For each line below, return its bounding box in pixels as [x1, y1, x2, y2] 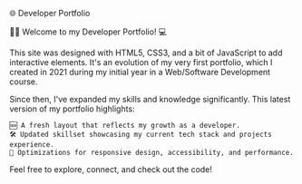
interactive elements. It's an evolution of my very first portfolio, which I [9, 57, 273, 67]
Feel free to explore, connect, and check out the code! [9, 164, 213, 175]
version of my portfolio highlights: [9, 103, 135, 114]
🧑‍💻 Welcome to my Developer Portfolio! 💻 [9, 26, 168, 37]
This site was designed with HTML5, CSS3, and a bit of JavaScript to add [9, 47, 283, 58]
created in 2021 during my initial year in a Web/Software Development [9, 67, 270, 77]
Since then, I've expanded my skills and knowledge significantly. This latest [9, 94, 291, 104]
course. [9, 76, 38, 87]
